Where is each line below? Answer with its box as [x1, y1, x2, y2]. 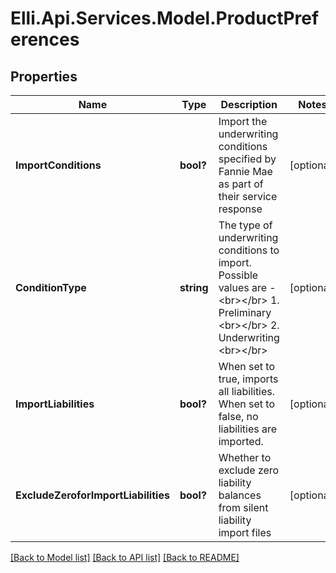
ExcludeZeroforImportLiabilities [15, 488, 170, 502]
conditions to [218, 243, 280, 257]
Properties [10, 68, 78, 85]
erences [10, 28, 80, 51]
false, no [218, 410, 259, 423]
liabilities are [218, 422, 278, 436]
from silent [218, 501, 269, 514]
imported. [218, 435, 264, 448]
